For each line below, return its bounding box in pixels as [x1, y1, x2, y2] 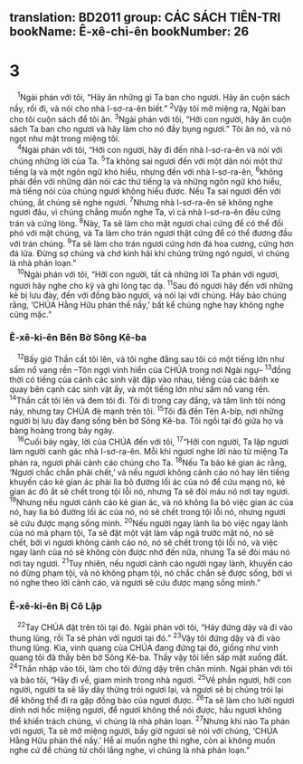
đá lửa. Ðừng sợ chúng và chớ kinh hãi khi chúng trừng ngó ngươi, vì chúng [9, 248, 289, 259]
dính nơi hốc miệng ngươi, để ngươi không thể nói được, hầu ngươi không [9, 704, 282, 716]
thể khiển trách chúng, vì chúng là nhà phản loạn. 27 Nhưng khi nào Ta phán [9, 714, 290, 726]
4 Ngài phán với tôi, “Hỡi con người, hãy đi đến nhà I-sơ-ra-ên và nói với [17, 143, 283, 155]
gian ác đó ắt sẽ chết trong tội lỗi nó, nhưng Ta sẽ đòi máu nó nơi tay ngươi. [9, 486, 290, 497]
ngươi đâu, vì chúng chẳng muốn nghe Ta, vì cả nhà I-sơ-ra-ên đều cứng [9, 206, 281, 217]
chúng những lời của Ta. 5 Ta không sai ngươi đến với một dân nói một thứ [9, 154, 283, 167]
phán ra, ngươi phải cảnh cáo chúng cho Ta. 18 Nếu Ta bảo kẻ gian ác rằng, [9, 455, 288, 468]
